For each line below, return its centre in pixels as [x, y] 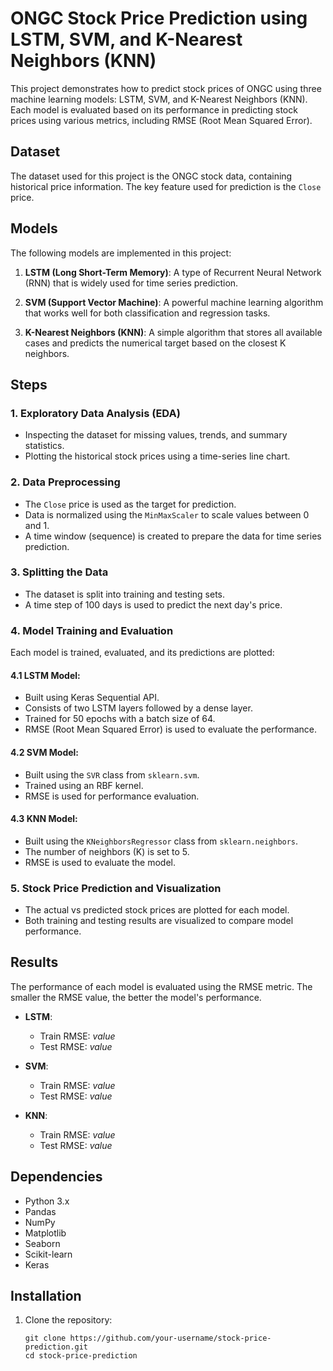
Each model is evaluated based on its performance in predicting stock [154, 109]
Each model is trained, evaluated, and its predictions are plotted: [142, 653]
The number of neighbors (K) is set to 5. [107, 851]
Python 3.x [47, 1201]
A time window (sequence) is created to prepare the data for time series [173, 536]
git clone [45, 1338]
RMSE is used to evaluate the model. [100, 862]
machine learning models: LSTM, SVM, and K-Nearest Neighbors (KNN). [159, 99]
